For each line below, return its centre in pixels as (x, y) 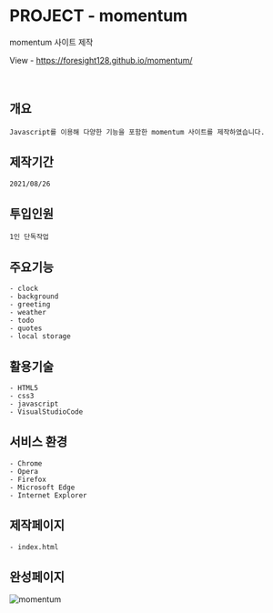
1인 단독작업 (30, 237)
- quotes (26, 328)
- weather (28, 313)
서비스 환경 (39, 442)
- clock (24, 289)
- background (34, 296)
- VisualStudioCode (46, 412)
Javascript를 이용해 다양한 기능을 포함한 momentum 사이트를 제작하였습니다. (137, 132)
